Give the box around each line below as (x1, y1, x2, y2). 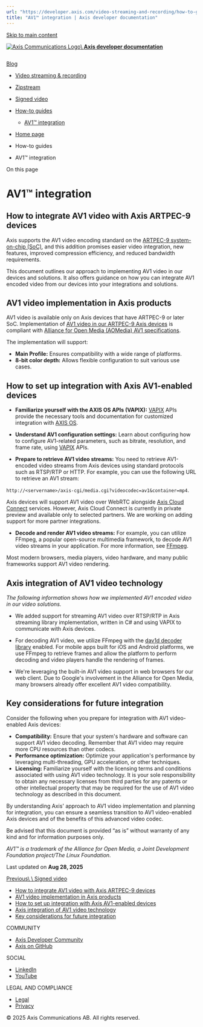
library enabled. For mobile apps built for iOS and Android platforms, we (14, 643, 195, 650)
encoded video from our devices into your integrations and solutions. (6, 280, 178, 288)
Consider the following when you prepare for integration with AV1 (6, 714, 169, 722)
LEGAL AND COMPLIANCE (6, 984, 73, 991)
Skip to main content (6, 31, 58, 38)
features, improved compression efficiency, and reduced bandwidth (6, 249, 175, 256)
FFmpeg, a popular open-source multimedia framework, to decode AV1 (14, 536, 192, 543)
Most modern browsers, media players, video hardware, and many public (6, 554, 188, 561)
